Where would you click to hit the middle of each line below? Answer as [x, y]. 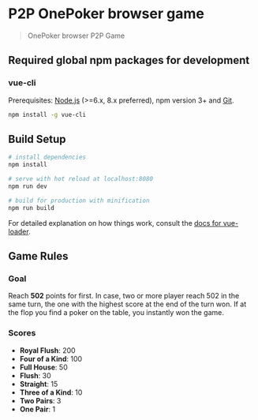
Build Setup [37, 139]
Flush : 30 [35, 375]
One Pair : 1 [37, 409]
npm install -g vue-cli [47, 114]
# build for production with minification [79, 201]
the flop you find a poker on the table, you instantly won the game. [116, 313]
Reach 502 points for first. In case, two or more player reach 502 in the [124, 296]
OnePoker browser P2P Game [76, 36]
